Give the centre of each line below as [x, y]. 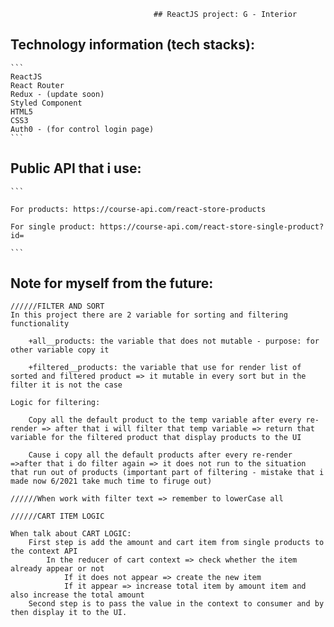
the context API [44, 551]
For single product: [53, 226]
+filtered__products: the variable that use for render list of [165, 368]
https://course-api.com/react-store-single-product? [212, 226]
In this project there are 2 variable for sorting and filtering [149, 315]
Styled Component [46, 103]
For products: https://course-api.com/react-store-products [138, 209]
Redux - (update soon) [57, 94]
